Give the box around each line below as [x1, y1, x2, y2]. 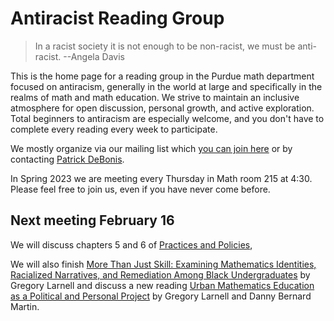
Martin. [10, 300, 40, 312]
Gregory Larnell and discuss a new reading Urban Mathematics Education [10, 279, 315, 291]
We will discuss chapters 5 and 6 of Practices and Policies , [10, 238, 253, 251]
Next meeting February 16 [10, 212, 175, 229]
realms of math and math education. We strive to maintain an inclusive [10, 91, 300, 103]
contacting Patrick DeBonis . [10, 153, 125, 165]
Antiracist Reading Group [10, 7, 225, 30]
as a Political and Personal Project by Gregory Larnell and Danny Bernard [10, 290, 312, 302]
